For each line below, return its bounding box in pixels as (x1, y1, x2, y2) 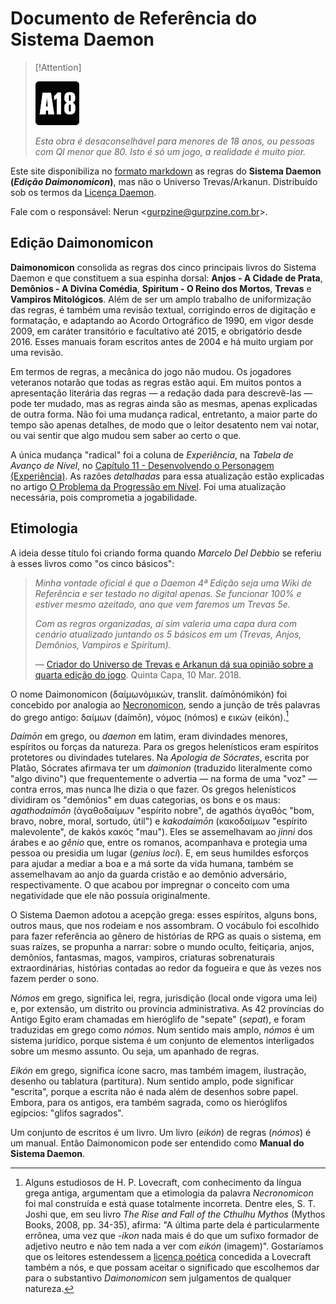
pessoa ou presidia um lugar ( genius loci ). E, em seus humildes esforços (10, 847, 309, 859)
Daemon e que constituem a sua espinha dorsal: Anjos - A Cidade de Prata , (10, 272, 323, 284)
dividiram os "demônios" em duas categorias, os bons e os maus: (10, 794, 281, 806)
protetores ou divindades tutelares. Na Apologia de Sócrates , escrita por (10, 752, 310, 764)
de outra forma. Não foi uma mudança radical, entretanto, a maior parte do (10, 408, 318, 420)
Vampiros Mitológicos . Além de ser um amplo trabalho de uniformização (10, 293, 312, 305)
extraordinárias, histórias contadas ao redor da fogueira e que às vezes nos (10, 962, 322, 974)
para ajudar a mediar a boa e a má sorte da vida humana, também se (10, 858, 294, 870)
